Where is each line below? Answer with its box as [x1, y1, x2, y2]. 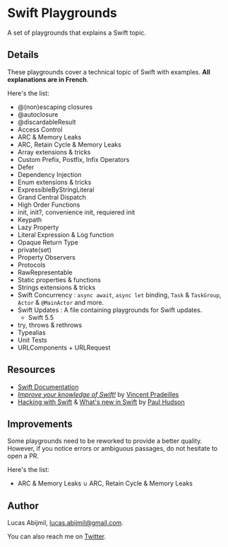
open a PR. [7, 451, 40, 461]
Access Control [17, 125, 63, 134]
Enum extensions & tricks [17, 178, 92, 186]
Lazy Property [17, 223, 59, 231]
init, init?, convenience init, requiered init [17, 207, 136, 217]
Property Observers [17, 253, 76, 261]
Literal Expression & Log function [17, 230, 114, 238]
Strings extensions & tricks [17, 283, 96, 292]
